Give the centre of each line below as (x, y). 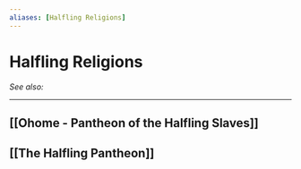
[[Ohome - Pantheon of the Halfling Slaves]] (134, 123)
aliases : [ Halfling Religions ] (68, 17)
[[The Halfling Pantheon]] (82, 153)
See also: (26, 87)
